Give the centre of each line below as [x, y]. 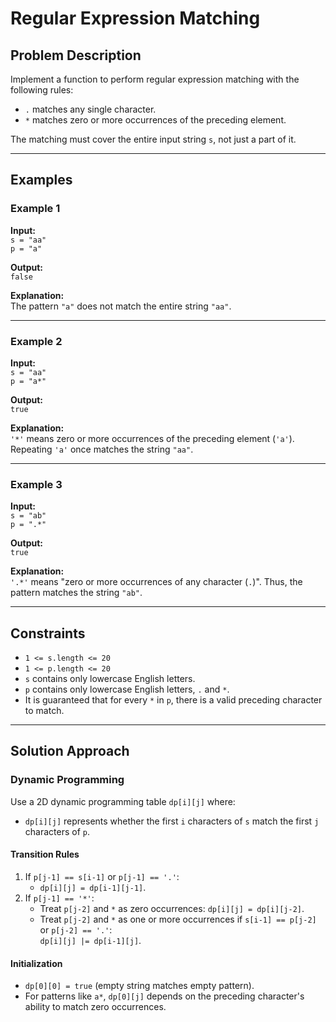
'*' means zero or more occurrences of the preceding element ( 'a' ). [152, 438]
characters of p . [57, 831]
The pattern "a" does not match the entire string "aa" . [121, 306]
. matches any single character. [90, 109]
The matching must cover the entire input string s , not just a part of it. [153, 139]
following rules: [42, 90]
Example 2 [36, 341]
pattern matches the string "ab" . [76, 593]
